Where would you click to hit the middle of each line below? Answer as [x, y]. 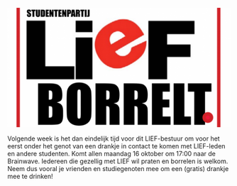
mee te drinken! [30, 176]
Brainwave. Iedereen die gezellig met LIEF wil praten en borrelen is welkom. [118, 161]
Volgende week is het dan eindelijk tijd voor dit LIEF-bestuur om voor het [114, 138]
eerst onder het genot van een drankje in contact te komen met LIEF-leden [116, 146]
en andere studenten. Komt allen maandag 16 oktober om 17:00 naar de [112, 153]
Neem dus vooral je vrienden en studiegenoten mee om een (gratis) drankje [118, 168]
